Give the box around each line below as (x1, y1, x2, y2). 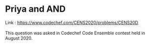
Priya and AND (5, 3, 66, 15)
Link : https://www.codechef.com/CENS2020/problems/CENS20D (5, 20, 139, 25)
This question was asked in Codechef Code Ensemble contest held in (5, 30, 146, 36)
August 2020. (5, 35, 33, 41)
